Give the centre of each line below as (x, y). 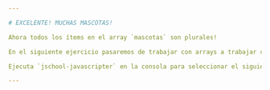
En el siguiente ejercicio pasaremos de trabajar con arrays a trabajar (133, 52)
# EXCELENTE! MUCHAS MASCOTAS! (61, 22)
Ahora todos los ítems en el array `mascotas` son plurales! (113, 37)
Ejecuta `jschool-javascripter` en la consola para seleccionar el (124, 66)
